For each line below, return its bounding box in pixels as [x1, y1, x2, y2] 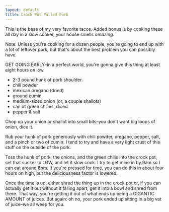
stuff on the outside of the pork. [5, 144, 71, 150]
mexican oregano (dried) [12, 87, 64, 93]
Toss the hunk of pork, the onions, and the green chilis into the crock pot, [5, 154, 157, 160]
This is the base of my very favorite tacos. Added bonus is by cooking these [5, 26, 163, 32]
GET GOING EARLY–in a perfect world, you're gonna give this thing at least [5, 61, 160, 67]
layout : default [5, 7, 39, 13]
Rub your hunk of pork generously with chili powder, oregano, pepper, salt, [5, 133, 160, 139]
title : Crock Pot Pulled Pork [5, 12, 69, 17]
